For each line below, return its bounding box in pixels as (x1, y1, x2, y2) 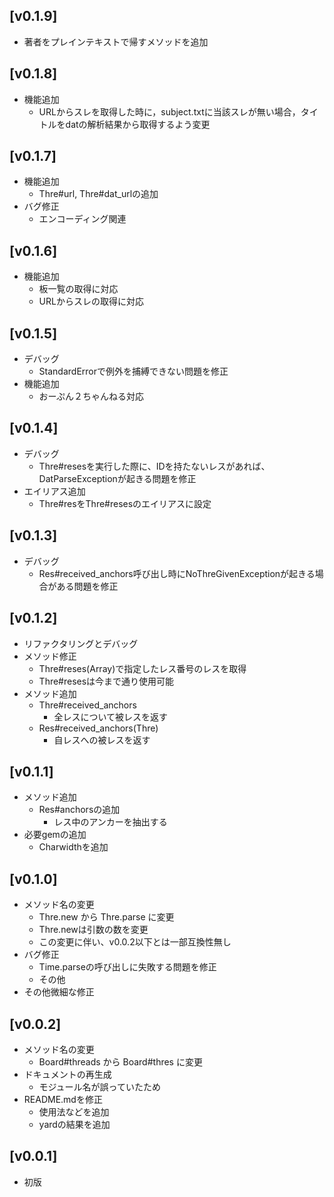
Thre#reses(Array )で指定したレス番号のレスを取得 (38, 662, 247, 674)
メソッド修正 (23, 650, 77, 662)
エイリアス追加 (23, 485, 86, 497)
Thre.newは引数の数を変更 (38, 924, 149, 936)
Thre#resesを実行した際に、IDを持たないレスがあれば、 (38, 460, 271, 472)
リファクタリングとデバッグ (23, 637, 139, 649)
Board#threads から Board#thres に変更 (38, 1055, 203, 1068)
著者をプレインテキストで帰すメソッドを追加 (23, 35, 209, 48)
